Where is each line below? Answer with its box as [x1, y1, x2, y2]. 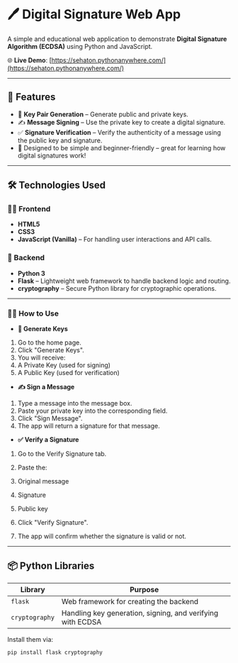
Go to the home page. [17, 338, 81, 347]
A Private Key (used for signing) [17, 361, 111, 369]
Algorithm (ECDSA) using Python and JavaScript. [7, 42, 153, 50]
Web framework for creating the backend [61, 596, 199, 606]
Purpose [130, 584, 159, 594]
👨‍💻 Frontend [7, 204, 51, 214]
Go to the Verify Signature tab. [17, 450, 107, 458]
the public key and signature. [17, 136, 103, 145]
